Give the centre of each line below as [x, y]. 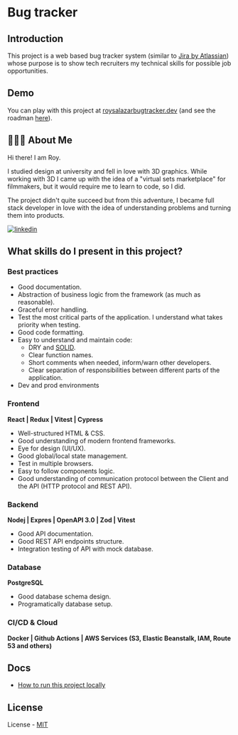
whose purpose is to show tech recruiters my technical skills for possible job [119, 63]
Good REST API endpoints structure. [71, 541]
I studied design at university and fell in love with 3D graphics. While [107, 171]
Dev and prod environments [58, 386]
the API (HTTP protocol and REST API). [75, 486]
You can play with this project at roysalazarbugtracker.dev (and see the [112, 110]
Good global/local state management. [72, 455]
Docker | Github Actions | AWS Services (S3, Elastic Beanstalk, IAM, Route [119, 638]
